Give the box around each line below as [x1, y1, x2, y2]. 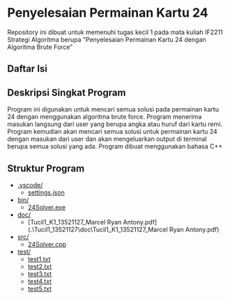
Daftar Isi [7, 63, 47, 75]
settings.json [27, 188, 65, 197]
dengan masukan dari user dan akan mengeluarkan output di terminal [7, 135, 207, 144]
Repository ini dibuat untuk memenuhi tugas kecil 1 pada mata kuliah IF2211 [7, 28, 223, 36]
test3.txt [27, 270, 52, 278]
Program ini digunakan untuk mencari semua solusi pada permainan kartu [7, 105, 220, 114]
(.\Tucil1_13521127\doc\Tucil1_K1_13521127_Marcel [27, 225, 169, 233]
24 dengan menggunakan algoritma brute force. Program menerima [7, 113, 202, 121]
